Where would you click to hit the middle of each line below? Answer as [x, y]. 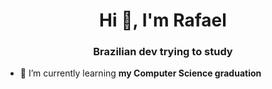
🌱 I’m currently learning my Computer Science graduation [140, 73]
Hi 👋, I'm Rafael [163, 20]
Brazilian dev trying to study [163, 52]
